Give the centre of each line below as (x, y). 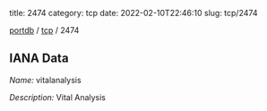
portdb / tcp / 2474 (44, 30)
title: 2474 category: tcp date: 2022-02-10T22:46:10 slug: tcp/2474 (133, 13)
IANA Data (39, 59)
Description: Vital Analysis (57, 97)
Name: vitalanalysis (46, 80)
